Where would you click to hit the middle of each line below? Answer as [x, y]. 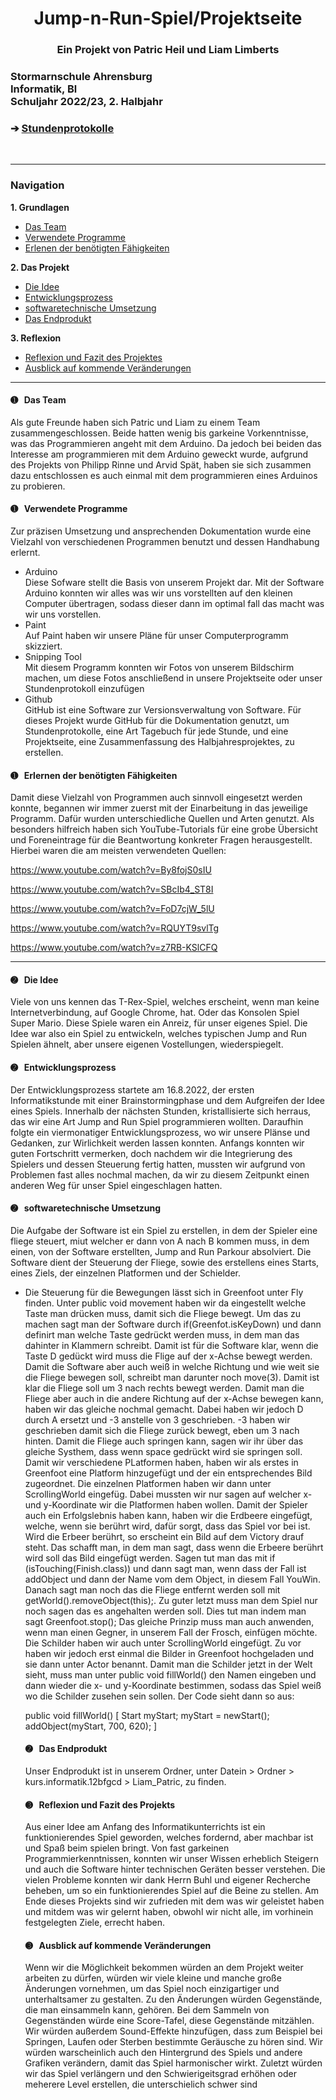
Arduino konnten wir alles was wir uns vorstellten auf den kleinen [158, 593]
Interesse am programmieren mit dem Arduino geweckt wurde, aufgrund [159, 454]
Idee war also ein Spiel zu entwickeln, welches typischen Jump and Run [158, 1034]
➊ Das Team [38, 400]
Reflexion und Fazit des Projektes [93, 357]
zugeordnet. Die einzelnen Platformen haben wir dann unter [148, 1483]
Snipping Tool [53, 657]
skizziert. [43, 646]
